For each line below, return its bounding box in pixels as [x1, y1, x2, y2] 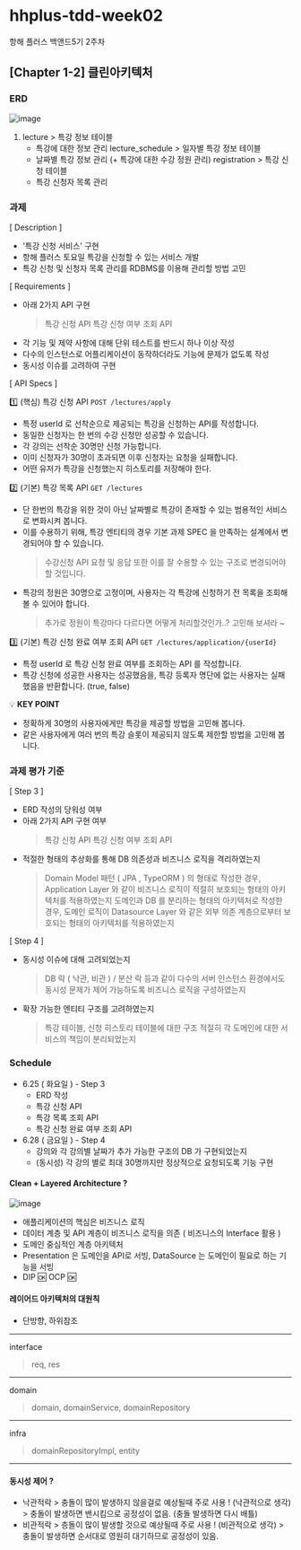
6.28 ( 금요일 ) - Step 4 [21, 1134, 106, 1145]
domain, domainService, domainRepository [30, 1402, 191, 1413]
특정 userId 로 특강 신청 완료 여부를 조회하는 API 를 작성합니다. [21, 658, 242, 669]
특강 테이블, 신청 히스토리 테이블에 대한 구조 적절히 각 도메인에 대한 [44, 1022, 279, 1033]
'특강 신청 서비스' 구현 [21, 240, 99, 251]
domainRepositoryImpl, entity [30, 1445, 141, 1456]
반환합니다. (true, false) [46, 680, 130, 691]
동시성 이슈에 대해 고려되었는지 [21, 954, 131, 965]
